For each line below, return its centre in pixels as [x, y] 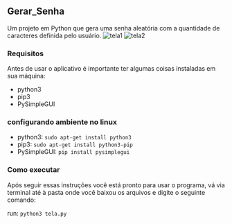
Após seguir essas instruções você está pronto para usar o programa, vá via [116, 185]
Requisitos [25, 53]
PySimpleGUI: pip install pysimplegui [73, 152]
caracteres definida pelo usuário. [54, 35]
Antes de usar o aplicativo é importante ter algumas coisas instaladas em [111, 69]
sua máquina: [26, 76]
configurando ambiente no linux [62, 122]
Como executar [34, 170]
